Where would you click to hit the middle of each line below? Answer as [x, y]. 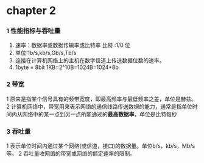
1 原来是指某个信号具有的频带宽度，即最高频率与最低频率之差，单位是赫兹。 [101, 99]
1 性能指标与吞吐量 [33, 31]
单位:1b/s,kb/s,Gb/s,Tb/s [46, 53]
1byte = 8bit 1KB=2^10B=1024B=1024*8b [67, 67]
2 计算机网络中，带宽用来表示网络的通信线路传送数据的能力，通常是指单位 [100, 106]
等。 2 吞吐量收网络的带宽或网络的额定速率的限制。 [71, 154]
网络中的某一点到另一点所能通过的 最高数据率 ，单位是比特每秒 [100, 114]
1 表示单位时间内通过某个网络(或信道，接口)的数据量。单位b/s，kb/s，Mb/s [101, 146]
